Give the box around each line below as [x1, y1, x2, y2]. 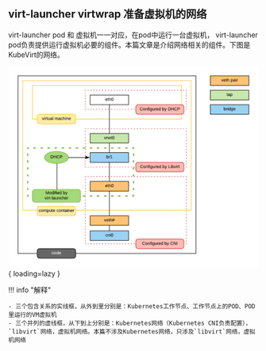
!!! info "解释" [8, 284, 52, 295]
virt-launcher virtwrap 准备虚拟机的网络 [8, 7, 207, 21]
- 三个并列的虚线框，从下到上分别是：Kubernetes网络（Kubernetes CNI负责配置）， [8, 319, 252, 327]
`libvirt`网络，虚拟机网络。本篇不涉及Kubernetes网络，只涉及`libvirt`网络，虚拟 [8, 327, 256, 335]
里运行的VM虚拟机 [8, 311, 57, 319]
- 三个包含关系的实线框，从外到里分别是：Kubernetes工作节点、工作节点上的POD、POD [8, 302, 256, 311]
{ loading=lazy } [8, 269, 61, 278]
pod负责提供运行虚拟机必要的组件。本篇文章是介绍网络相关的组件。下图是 [8, 40, 251, 49]
